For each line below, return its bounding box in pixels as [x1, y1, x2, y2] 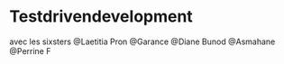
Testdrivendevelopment [9, 6, 194, 27]
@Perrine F [9, 45, 51, 56]
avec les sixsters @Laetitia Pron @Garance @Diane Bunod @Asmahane [9, 36, 276, 47]
